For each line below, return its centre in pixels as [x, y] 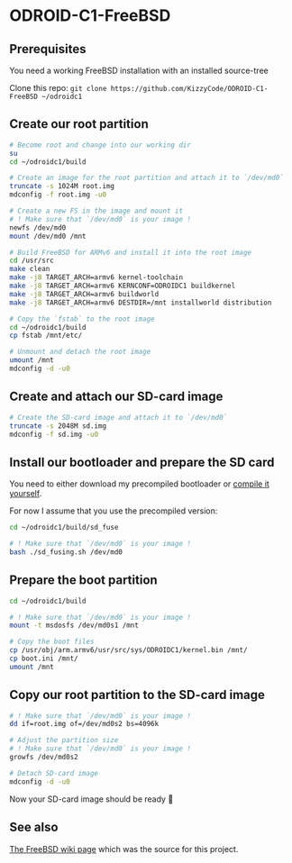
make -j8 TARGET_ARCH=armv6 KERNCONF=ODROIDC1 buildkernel [123, 286]
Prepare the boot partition [83, 581]
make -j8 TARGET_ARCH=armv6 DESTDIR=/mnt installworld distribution [141, 303]
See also [34, 827]
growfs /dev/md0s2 [44, 758]
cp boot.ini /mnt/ [44, 659]
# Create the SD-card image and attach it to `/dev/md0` [119, 417]
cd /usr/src [32, 261]
